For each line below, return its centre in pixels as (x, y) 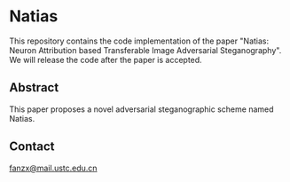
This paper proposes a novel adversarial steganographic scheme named (141, 109)
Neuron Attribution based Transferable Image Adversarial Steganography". (145, 50)
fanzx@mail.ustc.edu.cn (53, 168)
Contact (32, 147)
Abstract (34, 87)
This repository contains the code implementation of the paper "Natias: (139, 41)
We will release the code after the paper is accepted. (106, 59)
